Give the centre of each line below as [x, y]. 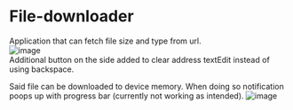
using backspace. [42, 69]
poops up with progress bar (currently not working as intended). [127, 96]
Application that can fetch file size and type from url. [105, 41]
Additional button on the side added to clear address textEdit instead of [140, 59]
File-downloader [72, 16]
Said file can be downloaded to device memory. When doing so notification [146, 86]
